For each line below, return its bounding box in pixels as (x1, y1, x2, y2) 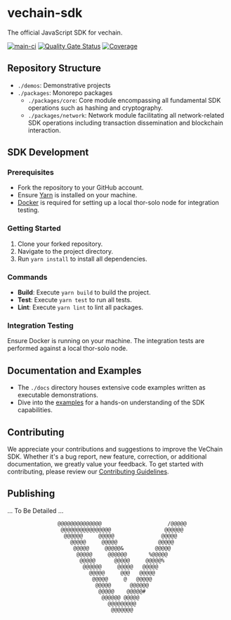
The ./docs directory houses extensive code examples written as (17, 383, 206, 392)
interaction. (27, 125, 61, 135)
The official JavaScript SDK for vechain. (7, 28, 123, 37)
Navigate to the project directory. (17, 247, 114, 255)
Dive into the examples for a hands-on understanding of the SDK (17, 398, 205, 407)
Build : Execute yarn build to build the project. (17, 288, 151, 297)
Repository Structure (7, 62, 102, 75)
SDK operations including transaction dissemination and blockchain (27, 118, 223, 127)
